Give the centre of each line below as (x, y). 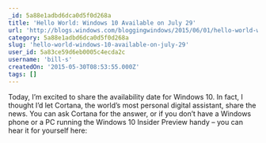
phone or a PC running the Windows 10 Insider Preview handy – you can (126, 122)
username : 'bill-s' (40, 60)
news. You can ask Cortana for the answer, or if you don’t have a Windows (130, 113)
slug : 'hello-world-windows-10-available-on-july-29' (99, 45)
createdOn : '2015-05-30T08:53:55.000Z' (74, 67)
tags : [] (23, 74)
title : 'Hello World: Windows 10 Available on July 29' (102, 23)
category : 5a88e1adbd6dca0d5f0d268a (68, 38)
